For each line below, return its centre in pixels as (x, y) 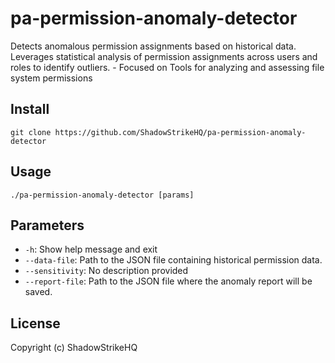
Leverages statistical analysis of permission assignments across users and (164, 56)
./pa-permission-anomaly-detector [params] (102, 195)
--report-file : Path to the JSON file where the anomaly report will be (168, 281)
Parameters (47, 225)
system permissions (51, 78)
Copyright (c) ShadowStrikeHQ (74, 348)
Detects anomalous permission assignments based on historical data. (153, 46)
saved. (38, 292)
